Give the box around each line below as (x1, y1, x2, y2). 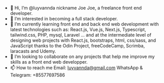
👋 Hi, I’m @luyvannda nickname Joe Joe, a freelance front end (10, 5, 142, 11)
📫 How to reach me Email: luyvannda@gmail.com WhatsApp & (10, 65, 143, 71)
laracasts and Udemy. (10, 48, 56, 54)
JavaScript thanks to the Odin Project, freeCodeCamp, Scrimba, (10, 43, 145, 48)
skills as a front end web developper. (10, 59, 88, 65)
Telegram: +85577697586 (10, 72, 65, 78)
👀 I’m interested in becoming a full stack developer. (10, 16, 119, 21)
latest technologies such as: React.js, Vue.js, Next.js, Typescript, (10, 26, 147, 33)
